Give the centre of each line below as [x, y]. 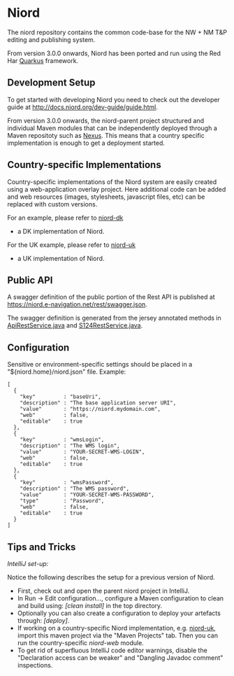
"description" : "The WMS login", [70, 446]
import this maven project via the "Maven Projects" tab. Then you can [118, 635]
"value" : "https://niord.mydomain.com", [90, 409]
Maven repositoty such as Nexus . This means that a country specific [106, 135]
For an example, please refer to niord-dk [65, 218]
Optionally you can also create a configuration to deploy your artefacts [119, 613]
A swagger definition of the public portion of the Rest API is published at [111, 297]
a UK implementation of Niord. [61, 258]
